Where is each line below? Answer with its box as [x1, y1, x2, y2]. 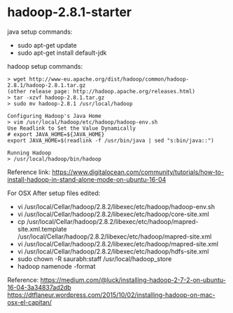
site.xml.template [17, 225, 67, 233]
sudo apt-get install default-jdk [17, 48, 107, 57]
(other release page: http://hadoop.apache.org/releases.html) [7, 88, 196, 95]
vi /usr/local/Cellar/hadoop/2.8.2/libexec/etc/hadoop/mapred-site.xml [17, 239, 219, 248]
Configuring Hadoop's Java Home [7, 112, 101, 119]
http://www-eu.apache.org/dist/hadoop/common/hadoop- [29, 75, 190, 83]
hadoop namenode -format [17, 262, 96, 270]
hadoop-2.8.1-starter [7, 4, 132, 20]
